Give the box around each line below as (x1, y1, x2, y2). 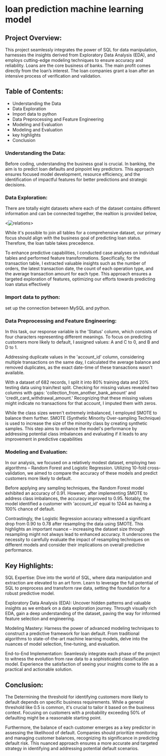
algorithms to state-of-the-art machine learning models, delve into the (5, 636, 148, 642)
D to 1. (5, 345, 18, 350)
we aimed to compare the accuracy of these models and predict (27, 470, 158, 476)
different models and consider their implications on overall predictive (5, 542, 145, 548)
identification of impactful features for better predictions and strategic (5, 177, 148, 182)
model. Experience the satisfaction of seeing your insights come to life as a (5, 661, 158, 667)
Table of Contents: (5, 88, 64, 96)
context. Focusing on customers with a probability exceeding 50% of (5, 710, 146, 715)
